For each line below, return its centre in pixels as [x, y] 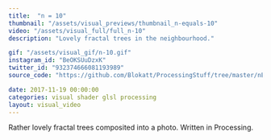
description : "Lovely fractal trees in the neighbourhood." [112, 38]
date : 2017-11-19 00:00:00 [54, 89]
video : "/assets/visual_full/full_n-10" [77, 31]
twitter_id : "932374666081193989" [67, 68]
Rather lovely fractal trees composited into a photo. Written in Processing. [131, 128]
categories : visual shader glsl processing [83, 97]
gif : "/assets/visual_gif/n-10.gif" [70, 53]
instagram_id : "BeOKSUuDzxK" [57, 60]
